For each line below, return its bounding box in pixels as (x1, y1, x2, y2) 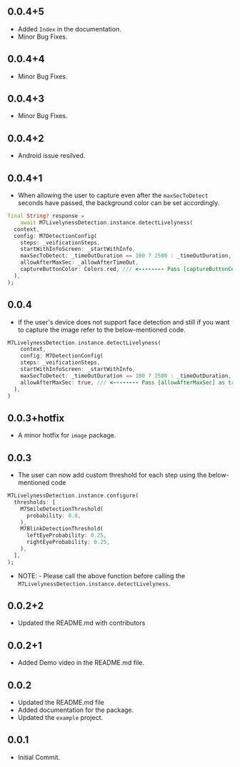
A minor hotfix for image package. (17, 431, 116, 440)
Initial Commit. (17, 753, 61, 761)
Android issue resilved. (17, 152, 86, 160)
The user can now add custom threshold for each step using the (17, 471, 207, 479)
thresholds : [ (14, 498, 56, 506)
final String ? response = (7, 212, 84, 220)
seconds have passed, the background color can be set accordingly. (17, 199, 220, 207)
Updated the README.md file (17, 698, 105, 707)
